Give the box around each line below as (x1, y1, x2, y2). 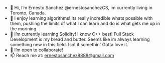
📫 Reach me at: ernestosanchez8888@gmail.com (10, 53, 114, 58)
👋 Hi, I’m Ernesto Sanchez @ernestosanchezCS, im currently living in (10, 5, 153, 10)
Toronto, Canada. (10, 10, 46, 16)
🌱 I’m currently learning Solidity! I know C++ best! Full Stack (10, 31, 134, 37)
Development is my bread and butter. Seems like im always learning (10, 36, 150, 42)
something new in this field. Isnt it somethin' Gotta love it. (10, 42, 129, 47)
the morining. (10, 26, 38, 32)
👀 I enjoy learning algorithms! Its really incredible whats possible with (10, 15, 153, 21)
